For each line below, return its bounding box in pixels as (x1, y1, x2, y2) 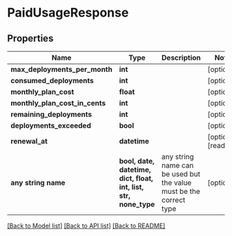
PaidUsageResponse (7, 5, 129, 21)
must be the (161, 187, 200, 196)
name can (161, 161, 194, 170)
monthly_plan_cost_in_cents (10, 98, 106, 108)
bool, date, (119, 156, 155, 165)
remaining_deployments (10, 109, 92, 119)
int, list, (119, 182, 144, 192)
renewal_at (10, 136, 48, 146)
